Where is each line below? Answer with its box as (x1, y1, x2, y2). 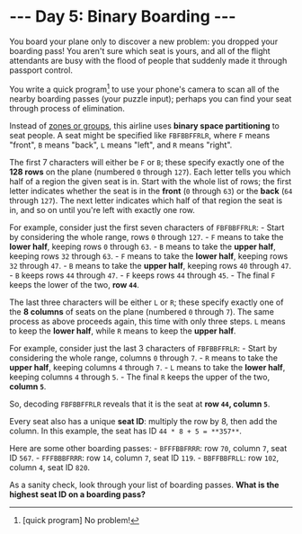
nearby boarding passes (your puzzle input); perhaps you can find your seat (9, 93, 292, 104)
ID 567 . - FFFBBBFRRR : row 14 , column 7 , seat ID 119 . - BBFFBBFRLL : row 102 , (9, 452, 280, 463)
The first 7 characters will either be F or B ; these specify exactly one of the (9, 156, 285, 167)
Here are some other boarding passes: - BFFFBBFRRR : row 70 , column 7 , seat (9, 442, 288, 453)
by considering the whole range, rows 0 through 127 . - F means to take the (9, 231, 284, 242)
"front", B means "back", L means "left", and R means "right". (9, 139, 233, 150)
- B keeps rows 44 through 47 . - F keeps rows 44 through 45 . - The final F (9, 270, 276, 280)
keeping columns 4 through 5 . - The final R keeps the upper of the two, (9, 371, 271, 382)
